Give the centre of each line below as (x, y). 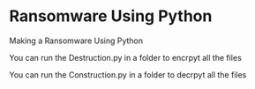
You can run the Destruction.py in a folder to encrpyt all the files (126, 57)
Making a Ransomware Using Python (76, 41)
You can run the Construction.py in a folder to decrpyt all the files (128, 74)
